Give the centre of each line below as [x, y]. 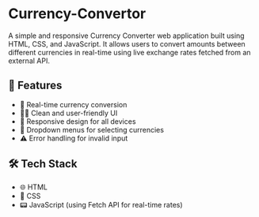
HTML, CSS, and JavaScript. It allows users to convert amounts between [127, 43]
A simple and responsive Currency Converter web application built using [126, 36]
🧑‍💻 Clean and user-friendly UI [69, 113]
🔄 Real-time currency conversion [73, 104]
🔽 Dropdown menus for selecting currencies [92, 129]
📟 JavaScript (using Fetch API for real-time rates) [101, 204]
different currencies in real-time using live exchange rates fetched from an [129, 52]
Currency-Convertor [77, 14]
